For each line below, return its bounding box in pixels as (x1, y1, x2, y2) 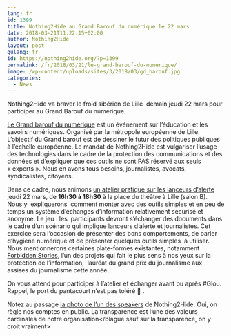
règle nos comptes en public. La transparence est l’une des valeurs (7, 308, 198, 316)
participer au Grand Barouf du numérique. (7, 107, 126, 115)
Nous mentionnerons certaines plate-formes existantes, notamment (7, 244, 200, 252)
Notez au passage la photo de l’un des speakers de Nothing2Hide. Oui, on (7, 300, 217, 308)
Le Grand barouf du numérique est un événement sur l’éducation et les (7, 120, 208, 129)
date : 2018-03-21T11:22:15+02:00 (7, 29, 103, 37)
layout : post (7, 42, 45, 49)
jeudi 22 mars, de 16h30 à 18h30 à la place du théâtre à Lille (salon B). (7, 193, 208, 201)
